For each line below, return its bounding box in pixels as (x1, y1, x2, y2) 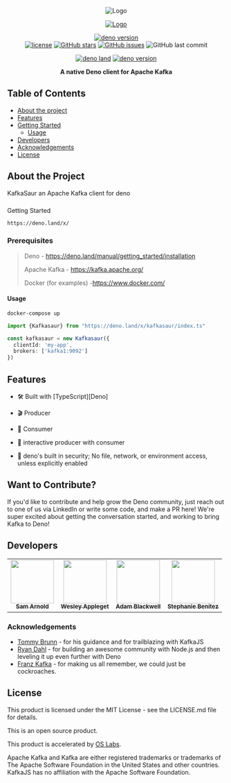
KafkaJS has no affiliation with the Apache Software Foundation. (7, 768, 191, 776)
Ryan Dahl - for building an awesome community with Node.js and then (17, 645, 221, 653)
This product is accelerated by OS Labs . (7, 739, 122, 748)
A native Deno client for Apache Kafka (59, 68, 173, 76)
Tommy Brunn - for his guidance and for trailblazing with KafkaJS (17, 637, 204, 646)
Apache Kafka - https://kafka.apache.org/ (24, 265, 144, 273)
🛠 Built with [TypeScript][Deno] (17, 392, 109, 400)
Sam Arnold (15, 603, 50, 610)
